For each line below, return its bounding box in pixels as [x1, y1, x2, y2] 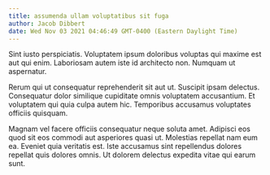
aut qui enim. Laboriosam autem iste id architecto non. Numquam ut [8, 58, 236, 68]
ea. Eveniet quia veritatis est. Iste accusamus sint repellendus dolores [8, 142, 242, 151]
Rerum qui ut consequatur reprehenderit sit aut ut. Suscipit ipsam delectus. [8, 82, 260, 92]
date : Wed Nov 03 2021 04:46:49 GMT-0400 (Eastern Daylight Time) [8, 27, 238, 35]
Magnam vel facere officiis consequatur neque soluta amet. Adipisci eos [8, 124, 250, 134]
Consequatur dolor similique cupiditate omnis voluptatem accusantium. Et [8, 91, 255, 101]
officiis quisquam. [8, 108, 68, 118]
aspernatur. [8, 67, 47, 77]
